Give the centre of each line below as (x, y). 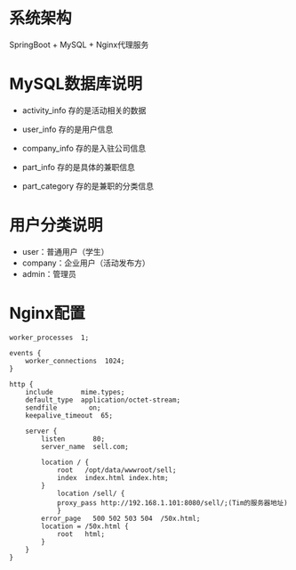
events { (25, 353)
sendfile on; (63, 407)
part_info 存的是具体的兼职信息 (79, 167)
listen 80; (73, 439)
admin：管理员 (49, 273)
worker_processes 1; (49, 338)
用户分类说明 (56, 226)
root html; (80, 534)
